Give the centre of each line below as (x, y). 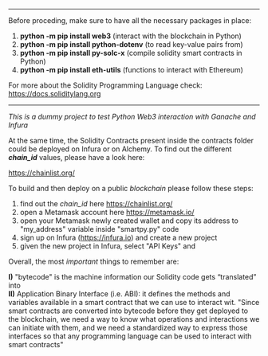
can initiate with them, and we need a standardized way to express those (128, 328)
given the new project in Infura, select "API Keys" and (108, 246)
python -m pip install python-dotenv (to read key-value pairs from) (131, 44)
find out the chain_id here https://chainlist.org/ (96, 203)
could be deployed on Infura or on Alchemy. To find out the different (120, 149)
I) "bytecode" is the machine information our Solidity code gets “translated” (132, 277)
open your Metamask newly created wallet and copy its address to (129, 221)
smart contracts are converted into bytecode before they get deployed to (128, 311)
